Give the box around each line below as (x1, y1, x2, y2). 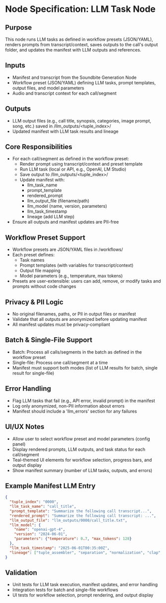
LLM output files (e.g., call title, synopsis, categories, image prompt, (12, 118, 152, 123)
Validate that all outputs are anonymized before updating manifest (12, 316, 147, 322)
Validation (5, 568, 37, 577)
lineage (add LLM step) (27, 214, 75, 220)
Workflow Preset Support (5, 233, 86, 241)
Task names (19, 257, 45, 263)
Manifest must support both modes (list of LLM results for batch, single (12, 364, 158, 370)
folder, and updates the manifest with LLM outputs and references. (5, 47, 141, 53)
